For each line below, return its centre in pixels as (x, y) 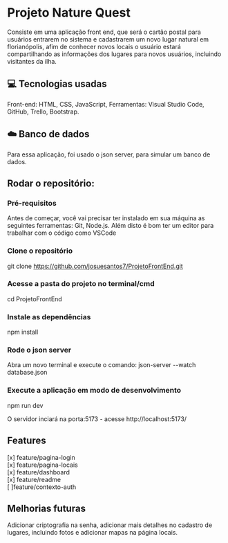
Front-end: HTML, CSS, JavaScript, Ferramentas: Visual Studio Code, (106, 104)
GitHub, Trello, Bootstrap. (43, 112)
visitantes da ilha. (32, 61)
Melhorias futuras (47, 508)
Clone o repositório (40, 251)
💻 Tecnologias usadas (57, 84)
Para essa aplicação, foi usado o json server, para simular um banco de (109, 154)
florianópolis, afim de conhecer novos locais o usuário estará (94, 46)
